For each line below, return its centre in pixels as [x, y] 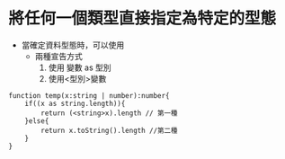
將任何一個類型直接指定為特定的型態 [142, 18]
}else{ [37, 121]
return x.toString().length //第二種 [109, 130]
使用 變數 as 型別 [80, 67]
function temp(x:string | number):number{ [89, 95]
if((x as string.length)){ [75, 103]
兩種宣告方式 [58, 56]
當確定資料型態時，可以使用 [73, 45]
